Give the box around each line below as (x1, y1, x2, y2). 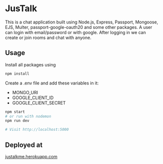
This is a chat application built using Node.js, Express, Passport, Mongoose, (5, 19, 158, 25)
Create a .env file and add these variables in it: (5, 80, 99, 86)
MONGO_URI (12, 89, 38, 95)
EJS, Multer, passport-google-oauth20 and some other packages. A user (5, 24, 153, 30)
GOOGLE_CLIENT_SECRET (12, 100, 66, 105)
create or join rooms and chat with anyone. (5, 35, 92, 41)
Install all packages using (5, 61, 56, 67)
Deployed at (5, 141, 43, 149)
